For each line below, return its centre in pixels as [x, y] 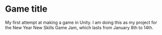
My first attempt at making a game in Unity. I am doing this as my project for [81, 22]
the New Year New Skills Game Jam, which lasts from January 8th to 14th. [79, 27]
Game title [26, 9]
